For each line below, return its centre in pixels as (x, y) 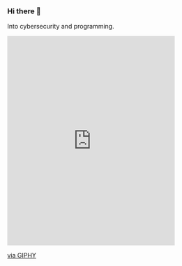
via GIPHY (22, 256)
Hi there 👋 (24, 11)
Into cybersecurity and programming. (61, 27)
